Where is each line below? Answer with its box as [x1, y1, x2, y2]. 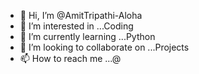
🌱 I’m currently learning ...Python [19, 31, 156, 42]
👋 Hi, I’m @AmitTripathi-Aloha [19, 10, 143, 21]
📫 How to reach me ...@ [19, 53, 122, 64]
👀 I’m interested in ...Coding [19, 20, 134, 32]
